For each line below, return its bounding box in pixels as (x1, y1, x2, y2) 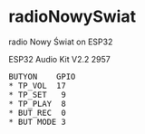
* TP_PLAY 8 (8, 98, 67, 109)
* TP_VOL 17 (8, 80, 67, 91)
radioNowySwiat (8, 6, 137, 27)
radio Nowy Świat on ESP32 (8, 36, 113, 47)
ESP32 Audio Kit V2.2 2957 (8, 53, 111, 64)
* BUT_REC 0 (8, 107, 67, 118)
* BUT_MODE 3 (8, 116, 67, 127)
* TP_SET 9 (8, 89, 67, 100)
